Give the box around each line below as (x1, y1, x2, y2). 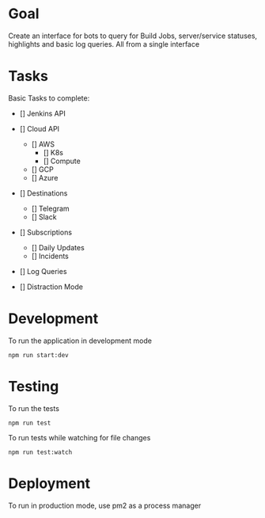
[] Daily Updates (31, 242, 85, 252)
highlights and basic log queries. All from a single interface (8, 39, 200, 48)
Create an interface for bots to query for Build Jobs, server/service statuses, (8, 31, 258, 40)
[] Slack (31, 211, 57, 222)
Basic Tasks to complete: (8, 93, 90, 103)
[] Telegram (31, 204, 70, 213)
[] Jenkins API (19, 109, 66, 118)
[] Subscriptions (19, 227, 73, 237)
